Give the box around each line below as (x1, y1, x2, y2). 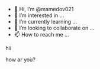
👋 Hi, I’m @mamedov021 (14, 6, 74, 12)
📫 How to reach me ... (14, 31, 69, 38)
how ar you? (5, 56, 36, 63)
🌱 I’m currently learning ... (14, 18, 78, 25)
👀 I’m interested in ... (14, 12, 64, 19)
